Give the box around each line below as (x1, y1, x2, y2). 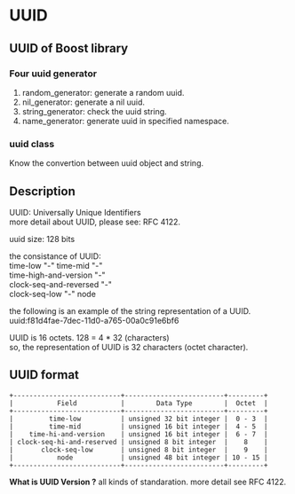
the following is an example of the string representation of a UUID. (9, 305, 251, 316)
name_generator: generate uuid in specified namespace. (21, 115, 229, 126)
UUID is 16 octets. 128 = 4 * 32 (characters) (9, 332, 171, 342)
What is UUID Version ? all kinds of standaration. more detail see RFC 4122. (9, 476, 287, 487)
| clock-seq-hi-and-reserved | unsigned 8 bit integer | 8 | (9, 437, 268, 446)
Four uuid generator (9, 67, 98, 80)
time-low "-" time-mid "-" (9, 260, 103, 271)
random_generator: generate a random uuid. (21, 87, 185, 98)
